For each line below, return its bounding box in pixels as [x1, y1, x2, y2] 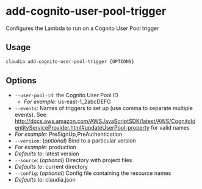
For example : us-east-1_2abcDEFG [23, 98, 111, 105]
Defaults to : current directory [14, 163, 88, 171]
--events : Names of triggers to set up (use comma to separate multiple [14, 105, 193, 112]
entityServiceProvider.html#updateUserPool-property [14, 124, 150, 132]
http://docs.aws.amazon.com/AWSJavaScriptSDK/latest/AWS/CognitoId [14, 117, 196, 125]
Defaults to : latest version [14, 150, 80, 157]
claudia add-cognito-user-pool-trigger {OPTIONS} [5, 58, 135, 65]
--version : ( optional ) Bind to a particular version [14, 137, 137, 144]
